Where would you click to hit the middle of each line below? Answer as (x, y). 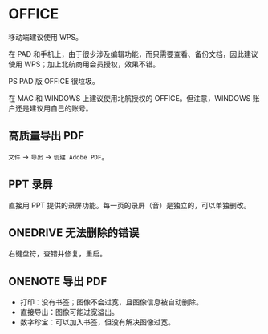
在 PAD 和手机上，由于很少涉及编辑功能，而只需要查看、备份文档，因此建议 (133, 54)
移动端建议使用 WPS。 (45, 37)
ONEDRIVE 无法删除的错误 (74, 233)
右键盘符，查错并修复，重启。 (57, 254)
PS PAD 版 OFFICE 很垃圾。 (54, 81)
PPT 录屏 (31, 185)
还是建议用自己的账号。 (54, 108)
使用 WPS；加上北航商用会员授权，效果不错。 (84, 64)
